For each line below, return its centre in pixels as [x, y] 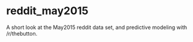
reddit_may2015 [47, 11]
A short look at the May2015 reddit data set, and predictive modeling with [97, 27]
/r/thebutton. [22, 33]
